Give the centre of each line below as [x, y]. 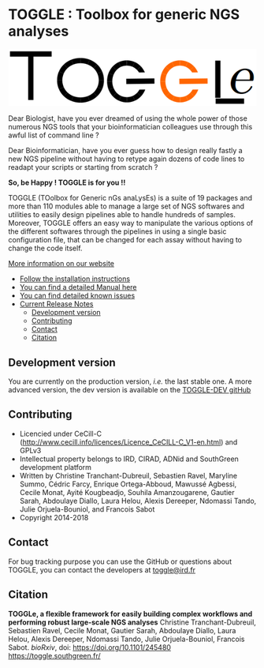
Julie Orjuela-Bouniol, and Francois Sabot [87, 509]
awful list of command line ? [54, 135]
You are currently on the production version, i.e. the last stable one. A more [130, 381]
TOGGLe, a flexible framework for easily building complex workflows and [130, 614]
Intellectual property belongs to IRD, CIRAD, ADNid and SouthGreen [129, 459]
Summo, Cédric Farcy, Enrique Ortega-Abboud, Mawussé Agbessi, [128, 484]
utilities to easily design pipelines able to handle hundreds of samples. [122, 215]
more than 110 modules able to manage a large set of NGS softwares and [126, 206]
